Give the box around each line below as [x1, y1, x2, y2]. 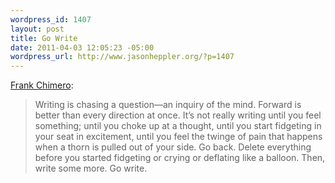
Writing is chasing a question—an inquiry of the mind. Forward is [34, 99, 302, 111]
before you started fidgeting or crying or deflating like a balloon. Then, [34, 152, 326, 164]
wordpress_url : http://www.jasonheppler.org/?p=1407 [10, 52, 235, 62]
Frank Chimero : [10, 79, 74, 91]
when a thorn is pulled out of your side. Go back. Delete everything [34, 141, 312, 153]
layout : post [10, 24, 65, 34]
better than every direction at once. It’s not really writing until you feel [34, 109, 322, 121]
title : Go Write [10, 33, 78, 43]
